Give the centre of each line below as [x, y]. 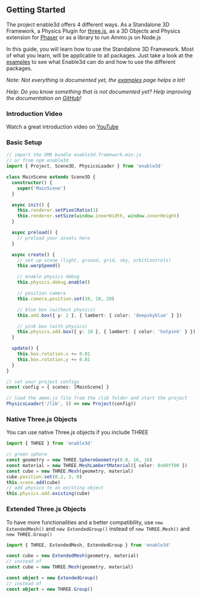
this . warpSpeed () [39, 266]
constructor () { [32, 183]
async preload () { [35, 233]
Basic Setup [24, 142]
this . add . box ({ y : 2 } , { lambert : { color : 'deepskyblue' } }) [100, 315]
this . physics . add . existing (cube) [48, 494]
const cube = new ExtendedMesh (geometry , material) [72, 556]
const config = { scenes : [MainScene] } [58, 387]
